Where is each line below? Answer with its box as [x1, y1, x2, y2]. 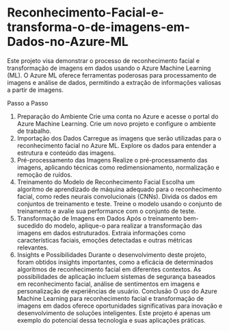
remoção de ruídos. [16, 170, 72, 179]
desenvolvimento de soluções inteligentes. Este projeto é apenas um [16, 308, 211, 317]
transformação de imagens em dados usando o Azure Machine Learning [7, 64, 211, 72]
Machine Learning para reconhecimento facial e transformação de [16, 294, 204, 302]
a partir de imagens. [7, 86, 64, 94]
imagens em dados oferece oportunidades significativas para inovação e [16, 302, 223, 310]
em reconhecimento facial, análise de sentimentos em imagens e [16, 280, 200, 288]
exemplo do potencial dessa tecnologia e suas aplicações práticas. [16, 316, 206, 324]
